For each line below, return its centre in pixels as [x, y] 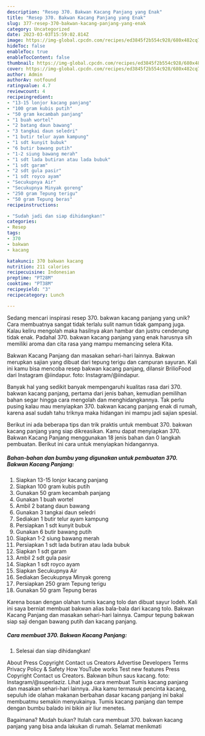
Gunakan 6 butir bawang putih [54, 532]
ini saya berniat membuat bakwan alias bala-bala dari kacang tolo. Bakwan [100, 608]
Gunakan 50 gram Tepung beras [56, 590]
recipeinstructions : [33, 205]
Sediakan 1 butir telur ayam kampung [62, 519]
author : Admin [25, 74]
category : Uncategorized [38, 29]
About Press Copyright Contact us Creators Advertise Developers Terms [98, 662]
